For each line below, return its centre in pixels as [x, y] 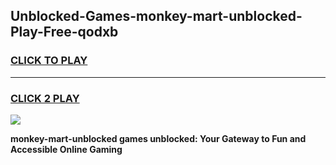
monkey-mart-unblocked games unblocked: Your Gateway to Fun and [158, 138]
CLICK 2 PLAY [45, 98]
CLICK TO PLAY [49, 61]
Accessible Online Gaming [66, 149]
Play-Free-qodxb [64, 32]
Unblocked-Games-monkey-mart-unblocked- [156, 16]
